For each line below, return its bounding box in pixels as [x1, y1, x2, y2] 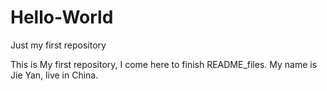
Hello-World [10, 6, 114, 29]
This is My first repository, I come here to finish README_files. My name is [10, 58, 318, 70]
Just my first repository [10, 39, 107, 51]
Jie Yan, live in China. [10, 69, 99, 81]
